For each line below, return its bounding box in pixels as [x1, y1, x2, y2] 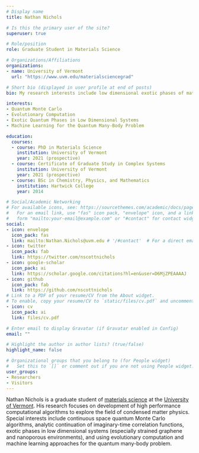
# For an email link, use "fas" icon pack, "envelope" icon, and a [6, 210, 182, 216]
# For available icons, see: [6, 205, 78, 211]
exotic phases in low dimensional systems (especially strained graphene [6, 428, 182, 435]
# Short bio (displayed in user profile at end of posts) [6, 84, 152, 91]
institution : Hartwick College [17, 183, 94, 189]
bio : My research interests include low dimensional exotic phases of [6, 90, 184, 96]
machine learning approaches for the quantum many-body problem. [6, 440, 172, 447]
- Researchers [6, 374, 41, 380]
